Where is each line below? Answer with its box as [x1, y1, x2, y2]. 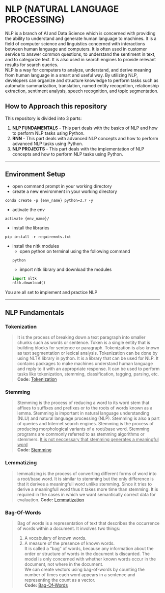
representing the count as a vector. [24, 577, 96, 583]
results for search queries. [5, 62, 58, 68]
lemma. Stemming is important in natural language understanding [17, 410, 150, 416]
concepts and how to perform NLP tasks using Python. [12, 151, 123, 157]
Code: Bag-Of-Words [24, 582, 68, 588]
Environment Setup [5, 170, 65, 179]
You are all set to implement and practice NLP [5, 290, 98, 296]
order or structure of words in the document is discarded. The [24, 551, 150, 556]
